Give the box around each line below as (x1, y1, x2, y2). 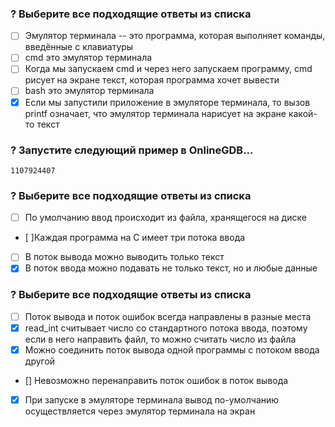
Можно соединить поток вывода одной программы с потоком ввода (24, 343, 320, 356)
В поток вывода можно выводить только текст (24, 251, 225, 263)
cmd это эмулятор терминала (24, 52, 153, 64)
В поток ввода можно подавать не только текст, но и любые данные (24, 262, 318, 274)
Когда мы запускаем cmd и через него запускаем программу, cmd (24, 63, 313, 75)
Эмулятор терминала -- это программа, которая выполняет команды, (24, 30, 326, 42)
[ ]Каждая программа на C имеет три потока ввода (24, 232, 246, 244)
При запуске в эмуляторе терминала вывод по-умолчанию (24, 393, 280, 406)
